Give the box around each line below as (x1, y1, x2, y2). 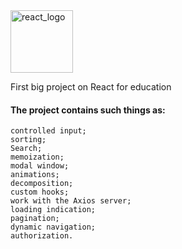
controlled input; (10, 126, 87, 136)
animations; (10, 170, 60, 180)
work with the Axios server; (10, 196, 132, 206)
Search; (10, 144, 43, 154)
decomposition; (10, 179, 74, 189)
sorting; (10, 135, 47, 145)
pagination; (10, 214, 60, 224)
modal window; (10, 161, 70, 171)
